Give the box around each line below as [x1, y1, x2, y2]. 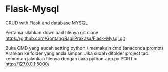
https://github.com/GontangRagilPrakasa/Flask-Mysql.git [5, 35, 125, 41]
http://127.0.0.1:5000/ [5, 61, 50, 67]
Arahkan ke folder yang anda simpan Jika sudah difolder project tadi [5, 50, 150, 56]
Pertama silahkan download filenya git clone [5, 29, 99, 35]
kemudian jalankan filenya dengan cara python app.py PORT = [5, 55, 137, 61]
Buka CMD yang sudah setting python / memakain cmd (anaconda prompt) [5, 45, 164, 51]
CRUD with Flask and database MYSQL [5, 20, 88, 26]
